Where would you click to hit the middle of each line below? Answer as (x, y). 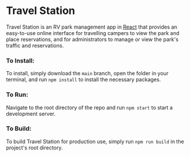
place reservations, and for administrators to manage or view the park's (92, 39)
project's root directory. (34, 148)
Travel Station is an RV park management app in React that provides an (91, 27)
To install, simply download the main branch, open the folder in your (87, 74)
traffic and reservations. (35, 46)
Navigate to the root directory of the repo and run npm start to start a (89, 107)
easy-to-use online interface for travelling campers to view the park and (93, 33)
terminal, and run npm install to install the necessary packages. (84, 79)
